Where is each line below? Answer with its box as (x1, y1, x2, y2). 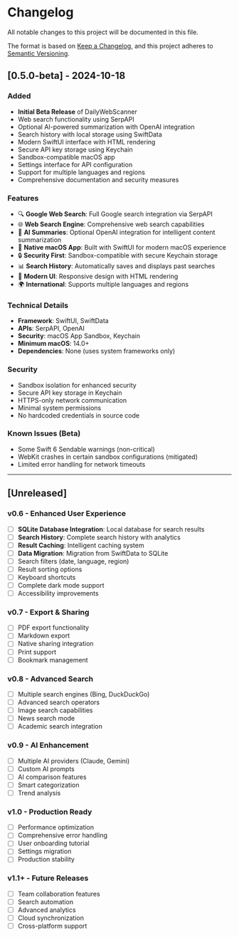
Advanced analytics (17, 905, 76, 914)
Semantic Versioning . (7, 49, 70, 58)
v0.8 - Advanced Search (7, 674, 94, 684)
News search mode (17, 714, 75, 723)
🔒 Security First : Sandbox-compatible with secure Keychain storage (17, 250, 218, 260)
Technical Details (7, 300, 69, 310)
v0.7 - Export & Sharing (7, 607, 90, 617)
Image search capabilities (17, 706, 93, 715)
